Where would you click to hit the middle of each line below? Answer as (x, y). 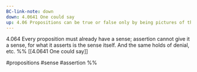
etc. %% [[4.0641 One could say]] (47, 52)
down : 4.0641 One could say (40, 17)
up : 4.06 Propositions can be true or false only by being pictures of (95, 22)
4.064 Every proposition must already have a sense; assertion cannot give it (98, 39)
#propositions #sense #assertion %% (52, 63)
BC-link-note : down (30, 11)
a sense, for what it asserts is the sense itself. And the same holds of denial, (98, 45)
